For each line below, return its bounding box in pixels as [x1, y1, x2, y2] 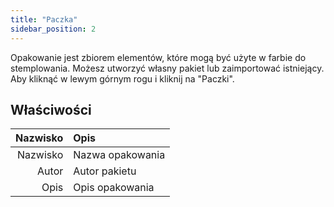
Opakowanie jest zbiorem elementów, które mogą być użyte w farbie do [10, 51, 307, 63]
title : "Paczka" [10, 14, 78, 25]
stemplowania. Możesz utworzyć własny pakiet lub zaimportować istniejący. [10, 62, 325, 74]
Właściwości [10, 101, 92, 118]
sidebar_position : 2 [10, 24, 97, 34]
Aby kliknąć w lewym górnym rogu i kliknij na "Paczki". [10, 72, 235, 85]
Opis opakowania [73, 181, 155, 195]
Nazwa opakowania [73, 148, 166, 162]
